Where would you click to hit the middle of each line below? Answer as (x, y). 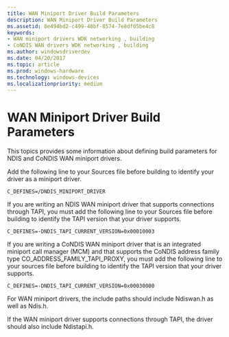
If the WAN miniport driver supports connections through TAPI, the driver (110, 319)
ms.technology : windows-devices (53, 77)
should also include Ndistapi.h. (50, 327)
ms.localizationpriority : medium (55, 84)
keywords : (21, 33)
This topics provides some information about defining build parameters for (112, 151)
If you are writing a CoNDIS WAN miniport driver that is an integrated (104, 244)
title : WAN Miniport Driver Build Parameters (73, 13)
